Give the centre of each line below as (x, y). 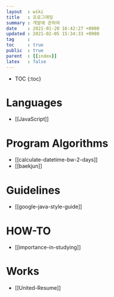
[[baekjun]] (28, 166)
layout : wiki (25, 12)
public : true (25, 51)
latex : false (26, 61)
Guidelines (33, 190)
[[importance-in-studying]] (48, 247)
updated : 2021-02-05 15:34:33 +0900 (53, 34)
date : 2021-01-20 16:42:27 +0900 (53, 28)
